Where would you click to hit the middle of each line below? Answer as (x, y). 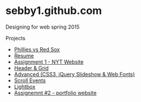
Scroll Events (30, 80)
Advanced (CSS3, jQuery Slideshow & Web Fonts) (74, 74)
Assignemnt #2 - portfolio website (55, 93)
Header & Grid (31, 68)
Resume (24, 55)
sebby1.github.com (54, 11)
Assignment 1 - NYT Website (49, 62)
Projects (16, 38)
